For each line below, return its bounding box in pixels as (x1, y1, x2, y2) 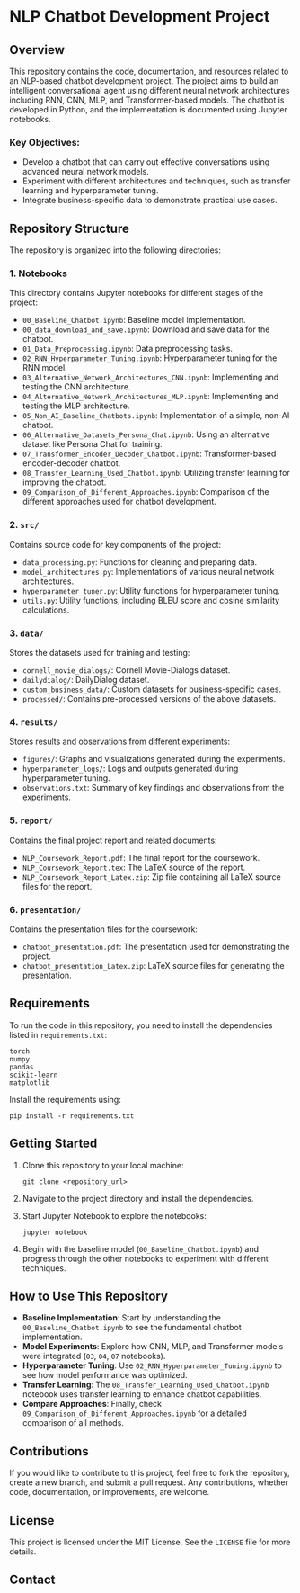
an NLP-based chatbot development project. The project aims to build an (9, 76, 279, 86)
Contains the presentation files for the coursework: (9, 924, 198, 935)
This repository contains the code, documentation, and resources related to (9, 66, 289, 76)
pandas (9, 1062, 34, 1071)
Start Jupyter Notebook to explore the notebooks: (22, 1210, 207, 1221)
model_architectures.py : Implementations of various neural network (22, 566, 275, 577)
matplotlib (9, 1078, 50, 1087)
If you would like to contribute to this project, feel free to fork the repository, (9, 1468, 290, 1479)
